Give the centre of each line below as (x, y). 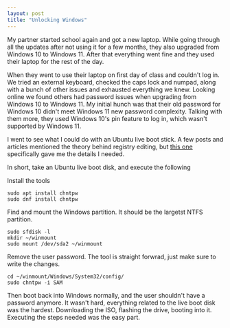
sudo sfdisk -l (29, 232)
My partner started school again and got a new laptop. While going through (114, 39)
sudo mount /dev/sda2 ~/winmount (55, 244)
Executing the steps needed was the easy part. (74, 317)
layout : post (26, 13)
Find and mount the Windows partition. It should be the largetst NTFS (105, 212)
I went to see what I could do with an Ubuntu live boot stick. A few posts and (115, 139)
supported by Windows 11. (44, 126)
